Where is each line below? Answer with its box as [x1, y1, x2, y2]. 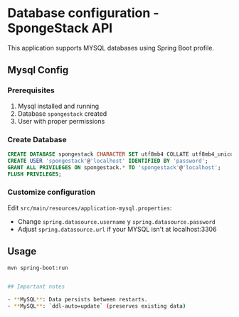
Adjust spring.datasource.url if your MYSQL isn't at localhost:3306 [17, 225, 217, 233]
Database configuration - [7, 5, 159, 21]
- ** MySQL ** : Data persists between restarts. [7, 296, 148, 303]
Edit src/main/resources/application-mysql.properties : [7, 203, 172, 212]
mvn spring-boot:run [7, 264, 69, 272]
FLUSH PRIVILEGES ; [7, 171, 62, 178]
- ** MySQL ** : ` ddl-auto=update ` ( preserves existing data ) [7, 303, 186, 310]
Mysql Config [7, 64, 69, 76]
